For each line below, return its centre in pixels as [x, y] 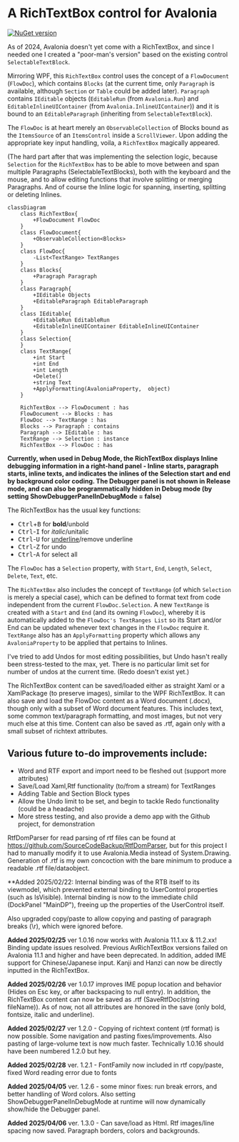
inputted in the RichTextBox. [49, 970]
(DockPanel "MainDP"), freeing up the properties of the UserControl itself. [116, 904]
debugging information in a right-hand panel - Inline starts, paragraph [113, 466]
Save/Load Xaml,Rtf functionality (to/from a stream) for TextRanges [117, 786]
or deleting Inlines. [35, 194]
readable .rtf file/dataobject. [49, 868]
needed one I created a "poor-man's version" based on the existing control [118, 54]
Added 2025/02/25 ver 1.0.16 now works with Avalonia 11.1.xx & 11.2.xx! [112, 940]
